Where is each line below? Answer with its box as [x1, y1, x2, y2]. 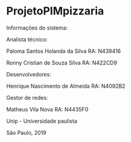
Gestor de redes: [6, 94, 48, 101]
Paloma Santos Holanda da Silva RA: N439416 [6, 47, 121, 55]
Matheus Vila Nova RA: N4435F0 [6, 105, 89, 113]
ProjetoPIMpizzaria [6, 4, 104, 18]
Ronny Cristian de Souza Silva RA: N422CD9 [6, 59, 118, 66]
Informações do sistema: [6, 24, 68, 31]
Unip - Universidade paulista [6, 117, 77, 125]
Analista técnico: [6, 35, 48, 43]
